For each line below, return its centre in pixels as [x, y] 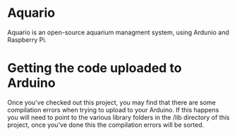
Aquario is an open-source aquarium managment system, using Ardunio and [118, 32]
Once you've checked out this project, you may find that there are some [112, 102]
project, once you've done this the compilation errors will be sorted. [106, 125]
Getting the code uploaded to [95, 68]
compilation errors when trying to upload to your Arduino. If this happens [113, 109]
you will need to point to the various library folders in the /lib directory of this [119, 117]
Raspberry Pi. [27, 39]
